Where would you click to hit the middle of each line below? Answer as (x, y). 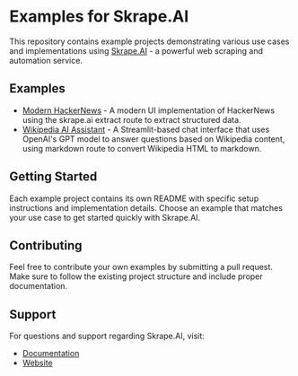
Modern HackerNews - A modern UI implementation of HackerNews (149, 110)
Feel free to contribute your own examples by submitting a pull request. (141, 267)
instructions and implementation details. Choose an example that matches (146, 207)
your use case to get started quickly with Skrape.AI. (105, 217)
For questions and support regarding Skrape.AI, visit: (107, 336)
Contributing (46, 245)
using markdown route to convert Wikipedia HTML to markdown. (142, 148)
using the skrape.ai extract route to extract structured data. (131, 119)
